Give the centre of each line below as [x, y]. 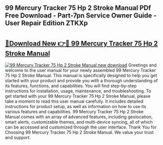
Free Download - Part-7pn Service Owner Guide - [81, 16]
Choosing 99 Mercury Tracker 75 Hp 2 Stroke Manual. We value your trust [80, 132]
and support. [18, 137]
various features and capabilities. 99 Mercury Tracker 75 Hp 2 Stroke [74, 112]
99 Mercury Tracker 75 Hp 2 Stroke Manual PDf [78, 8]
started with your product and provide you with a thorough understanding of [81, 81]
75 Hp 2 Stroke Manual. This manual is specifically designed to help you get [81, 75]
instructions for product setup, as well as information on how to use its [76, 106]
